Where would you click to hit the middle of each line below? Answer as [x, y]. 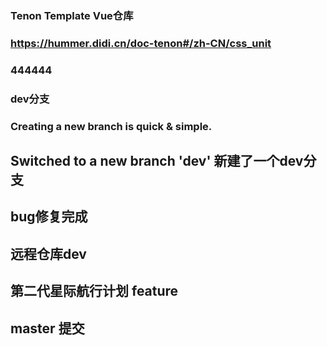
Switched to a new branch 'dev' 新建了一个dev [157, 161]
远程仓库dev [48, 253]
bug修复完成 [49, 217]
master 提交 [47, 328]
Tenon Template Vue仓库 [72, 15]
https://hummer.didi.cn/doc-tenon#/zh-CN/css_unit [141, 43]
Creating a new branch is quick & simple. [111, 126]
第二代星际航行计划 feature [94, 291]
